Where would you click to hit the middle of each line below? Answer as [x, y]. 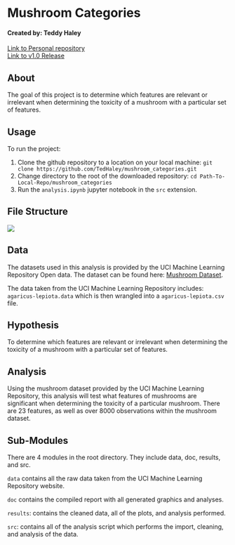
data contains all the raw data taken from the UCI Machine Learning [105, 478]
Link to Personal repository [46, 48]
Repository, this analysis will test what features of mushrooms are [102, 396]
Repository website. [36, 486]
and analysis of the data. [43, 534]
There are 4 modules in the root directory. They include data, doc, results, [114, 457]
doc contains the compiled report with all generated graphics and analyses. [116, 499]
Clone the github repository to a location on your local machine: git [115, 162]
